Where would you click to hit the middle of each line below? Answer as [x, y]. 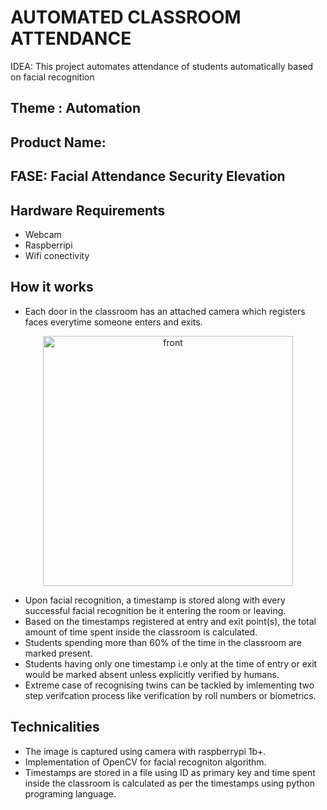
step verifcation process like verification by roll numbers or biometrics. [170, 695]
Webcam [43, 234]
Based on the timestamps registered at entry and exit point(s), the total [170, 621]
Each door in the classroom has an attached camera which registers [165, 311]
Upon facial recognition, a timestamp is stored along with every [155, 600]
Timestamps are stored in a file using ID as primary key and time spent [170, 772]
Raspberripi [48, 245]
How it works [52, 287]
